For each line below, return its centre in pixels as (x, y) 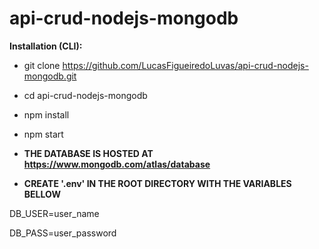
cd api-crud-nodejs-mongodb (85, 95)
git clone (42, 65)
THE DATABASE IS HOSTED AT (88, 153)
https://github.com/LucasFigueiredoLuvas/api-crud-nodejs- (185, 65)
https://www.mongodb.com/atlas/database (117, 164)
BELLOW (42, 194)
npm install (46, 114)
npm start (43, 134)
